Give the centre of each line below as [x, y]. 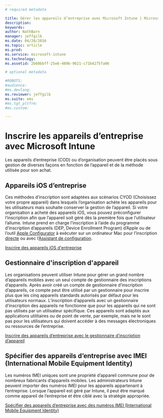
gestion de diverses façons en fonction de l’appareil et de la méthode [74, 165]
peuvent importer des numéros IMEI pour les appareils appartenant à [74, 386]
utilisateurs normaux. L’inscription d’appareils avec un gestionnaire [72, 300]
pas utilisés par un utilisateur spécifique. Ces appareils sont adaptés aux [77, 310]
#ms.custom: [17, 108]
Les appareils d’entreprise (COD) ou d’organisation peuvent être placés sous [81, 160]
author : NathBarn [23, 32]
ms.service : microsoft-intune [36, 54]
